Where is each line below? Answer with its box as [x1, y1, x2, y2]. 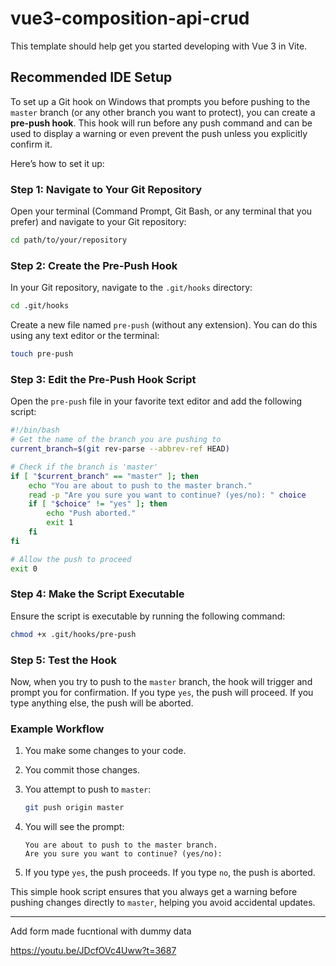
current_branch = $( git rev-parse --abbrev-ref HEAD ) [10, 444, 230, 454]
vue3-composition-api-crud [10, 7, 250, 30]
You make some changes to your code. [24, 745, 187, 757]
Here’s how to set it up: [10, 157, 105, 169]
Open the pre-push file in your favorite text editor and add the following [10, 395, 303, 407]
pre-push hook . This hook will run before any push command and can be [10, 117, 313, 129]
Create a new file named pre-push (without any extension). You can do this [10, 319, 318, 331]
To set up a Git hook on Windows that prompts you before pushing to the [10, 95, 311, 107]
